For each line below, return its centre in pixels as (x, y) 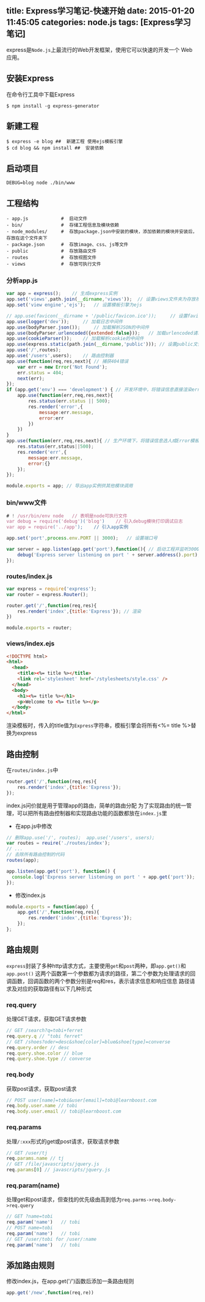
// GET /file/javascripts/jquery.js (53, 1164)
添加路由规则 (31, 1265)
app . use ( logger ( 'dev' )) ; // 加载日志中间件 (65, 322)
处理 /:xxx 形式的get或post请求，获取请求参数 (63, 1141)
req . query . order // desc (38, 1047)
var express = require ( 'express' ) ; (52, 589)
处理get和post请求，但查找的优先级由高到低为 (64, 1199)
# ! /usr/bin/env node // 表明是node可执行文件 (67, 516)
